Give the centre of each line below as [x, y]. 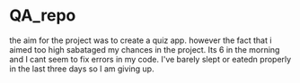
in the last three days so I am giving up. [82, 69]
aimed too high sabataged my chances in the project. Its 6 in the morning [145, 49]
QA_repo [43, 16]
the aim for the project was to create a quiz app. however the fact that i [141, 40]
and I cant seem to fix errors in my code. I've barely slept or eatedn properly [150, 59]
